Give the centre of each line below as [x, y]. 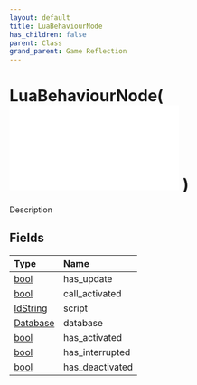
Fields [27, 238]
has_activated [93, 337]
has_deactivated [98, 367]
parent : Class [36, 43]
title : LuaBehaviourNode [56, 26]
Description [31, 210]
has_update [88, 278]
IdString [31, 308]
